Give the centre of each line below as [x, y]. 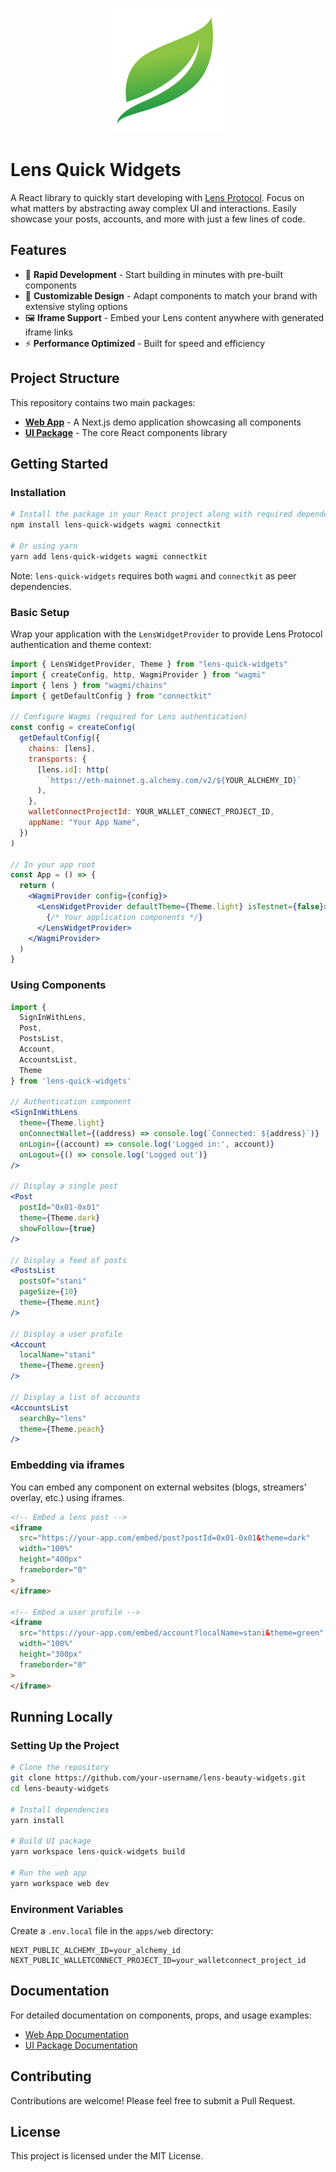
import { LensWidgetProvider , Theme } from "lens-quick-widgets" [149, 664]
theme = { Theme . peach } [62, 1429]
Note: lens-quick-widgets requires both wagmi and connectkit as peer [153, 575]
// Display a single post [64, 1186]
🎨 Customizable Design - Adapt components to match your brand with [171, 295]
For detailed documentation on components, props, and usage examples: [161, 2015]
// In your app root [53, 864]
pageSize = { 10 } [48, 1292]
